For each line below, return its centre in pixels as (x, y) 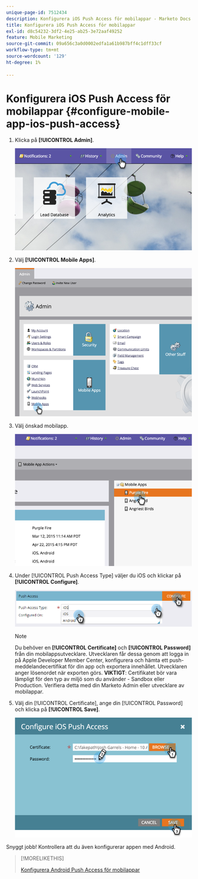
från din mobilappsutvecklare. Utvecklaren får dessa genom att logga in (102, 654)
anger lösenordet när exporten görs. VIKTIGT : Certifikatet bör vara (96, 673)
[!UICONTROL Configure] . (47, 582)
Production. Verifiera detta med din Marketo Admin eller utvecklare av (99, 686)
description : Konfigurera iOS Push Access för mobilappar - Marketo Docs (99, 19)
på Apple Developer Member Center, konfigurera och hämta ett (91, 660)
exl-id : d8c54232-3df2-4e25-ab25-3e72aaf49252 (64, 31)
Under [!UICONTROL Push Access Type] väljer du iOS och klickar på (98, 576)
